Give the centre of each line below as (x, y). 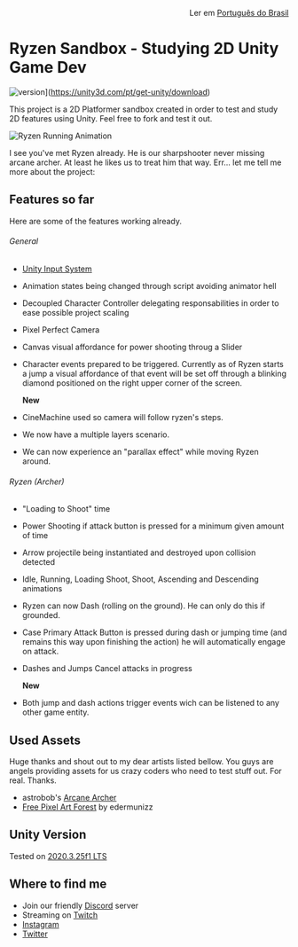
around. (36, 461)
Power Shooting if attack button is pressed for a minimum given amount (153, 526)
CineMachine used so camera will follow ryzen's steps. (122, 417)
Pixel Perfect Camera (61, 329)
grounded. (41, 615)
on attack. (40, 652)
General (24, 241)
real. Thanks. (33, 780)
